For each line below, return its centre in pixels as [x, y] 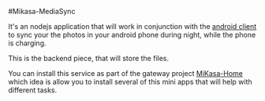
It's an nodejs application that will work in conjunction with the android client [132, 26]
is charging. [27, 43]
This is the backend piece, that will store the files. [89, 58]
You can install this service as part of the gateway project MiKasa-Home [125, 73]
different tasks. [33, 90]
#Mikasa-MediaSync [42, 11]
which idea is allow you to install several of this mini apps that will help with [130, 82]
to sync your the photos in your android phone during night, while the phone [132, 35]
